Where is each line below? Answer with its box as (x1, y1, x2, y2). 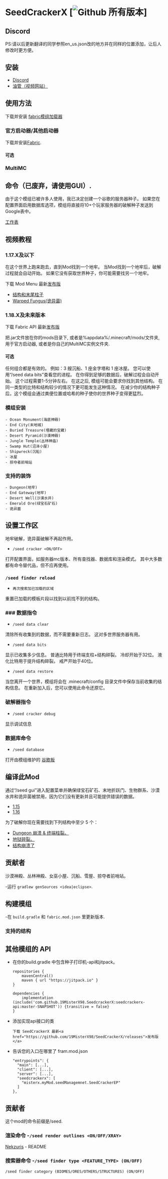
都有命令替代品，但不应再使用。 (5, 562, 71, 568)
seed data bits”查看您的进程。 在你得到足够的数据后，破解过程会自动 (12, 372, 155, 378)
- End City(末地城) (5, 422, 44, 427)
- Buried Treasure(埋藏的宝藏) (5, 428, 67, 433)
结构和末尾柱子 (12, 291, 44, 298)
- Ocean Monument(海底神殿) (5, 417, 61, 422)
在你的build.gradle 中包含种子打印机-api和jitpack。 (12, 959, 118, 965)
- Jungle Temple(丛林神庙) (5, 438, 59, 443)
